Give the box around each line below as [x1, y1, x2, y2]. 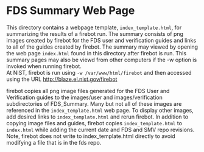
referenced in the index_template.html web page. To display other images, [6, 106, 194, 114]
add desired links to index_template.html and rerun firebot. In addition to [6, 113, 189, 120]
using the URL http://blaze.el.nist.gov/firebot [6, 75, 118, 83]
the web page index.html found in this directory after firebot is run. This [6, 49, 187, 57]
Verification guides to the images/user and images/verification [6, 94, 163, 101]
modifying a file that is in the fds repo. [6, 139, 102, 146]
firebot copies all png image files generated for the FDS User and [6, 87, 170, 94]
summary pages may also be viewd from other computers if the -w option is [6, 56, 197, 63]
